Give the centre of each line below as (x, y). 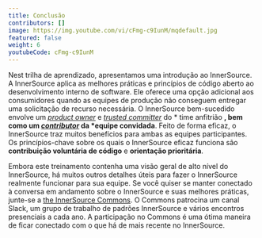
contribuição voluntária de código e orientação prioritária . (106, 151)
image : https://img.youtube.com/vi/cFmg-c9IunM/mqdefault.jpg (113, 30)
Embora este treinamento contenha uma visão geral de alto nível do (118, 166)
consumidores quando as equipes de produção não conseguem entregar (127, 100)
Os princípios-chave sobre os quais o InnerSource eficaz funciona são (123, 142)
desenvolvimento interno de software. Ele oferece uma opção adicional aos (131, 92)
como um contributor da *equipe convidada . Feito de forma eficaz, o (122, 125)
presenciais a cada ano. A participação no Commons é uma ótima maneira (129, 217)
